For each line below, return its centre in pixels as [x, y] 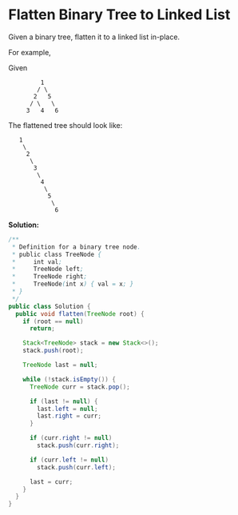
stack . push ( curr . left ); [76, 467]
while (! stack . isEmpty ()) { [69, 379]
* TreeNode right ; [50, 277]
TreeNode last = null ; [60, 365]
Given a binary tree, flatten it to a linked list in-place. [94, 37]
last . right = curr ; [69, 416]
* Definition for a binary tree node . [76, 247]
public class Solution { [50, 306]
